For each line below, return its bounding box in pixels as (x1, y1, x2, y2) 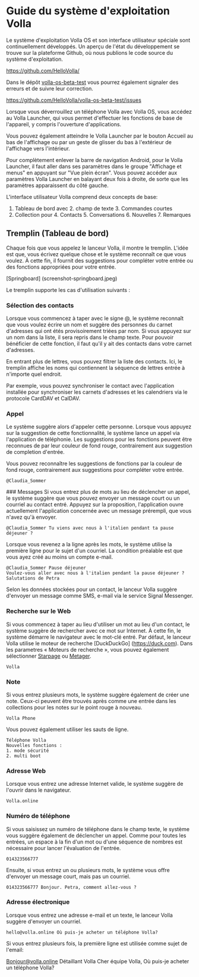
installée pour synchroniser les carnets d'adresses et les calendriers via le (6, 388, 188, 396)
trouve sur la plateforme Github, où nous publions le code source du (6, 49, 173, 56)
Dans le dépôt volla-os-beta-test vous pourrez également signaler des (6, 79, 179, 86)
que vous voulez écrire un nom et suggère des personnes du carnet (6, 321, 173, 328)
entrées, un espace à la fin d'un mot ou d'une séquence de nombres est (6, 838, 183, 845)
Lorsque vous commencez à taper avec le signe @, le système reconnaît (6, 315, 184, 322)
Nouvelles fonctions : (6, 742, 62, 748)
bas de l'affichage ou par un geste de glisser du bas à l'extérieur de (6, 138, 172, 145)
